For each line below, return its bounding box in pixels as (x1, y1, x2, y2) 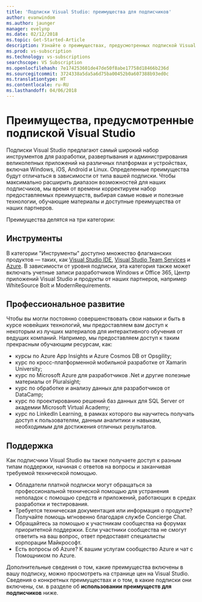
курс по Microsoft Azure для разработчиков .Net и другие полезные (15, 372, 191, 379)
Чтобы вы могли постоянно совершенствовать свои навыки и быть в (6, 315, 186, 322)
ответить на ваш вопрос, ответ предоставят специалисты (15, 532, 165, 540)
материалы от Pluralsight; (15, 378, 81, 386)
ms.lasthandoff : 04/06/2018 (6, 88, 77, 94)
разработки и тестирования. (15, 500, 89, 508)
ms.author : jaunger (6, 20, 56, 26)
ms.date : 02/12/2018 (6, 31, 59, 37)
